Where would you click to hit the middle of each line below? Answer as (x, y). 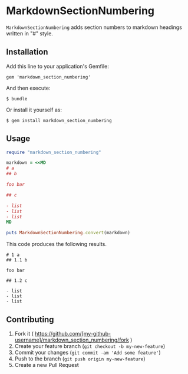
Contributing (30, 319)
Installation (27, 52)
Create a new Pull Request (47, 365)
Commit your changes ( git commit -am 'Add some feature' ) (88, 352)
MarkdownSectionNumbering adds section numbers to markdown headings (94, 27)
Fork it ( (24, 334)
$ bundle (17, 99)
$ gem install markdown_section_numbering (59, 120)
